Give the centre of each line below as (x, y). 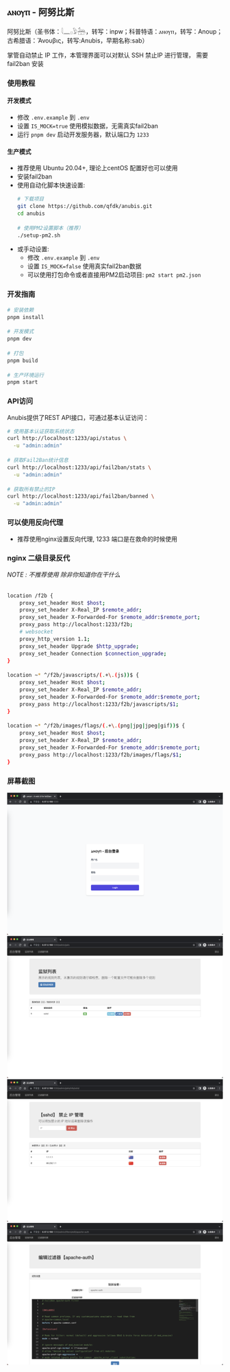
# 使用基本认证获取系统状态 (41, 431)
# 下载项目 (30, 199)
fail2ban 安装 (25, 63)
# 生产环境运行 (26, 375)
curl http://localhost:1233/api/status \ (67, 439)
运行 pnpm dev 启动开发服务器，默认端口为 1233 (83, 134)
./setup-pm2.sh (39, 235)
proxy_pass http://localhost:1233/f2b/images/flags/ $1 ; (101, 755)
